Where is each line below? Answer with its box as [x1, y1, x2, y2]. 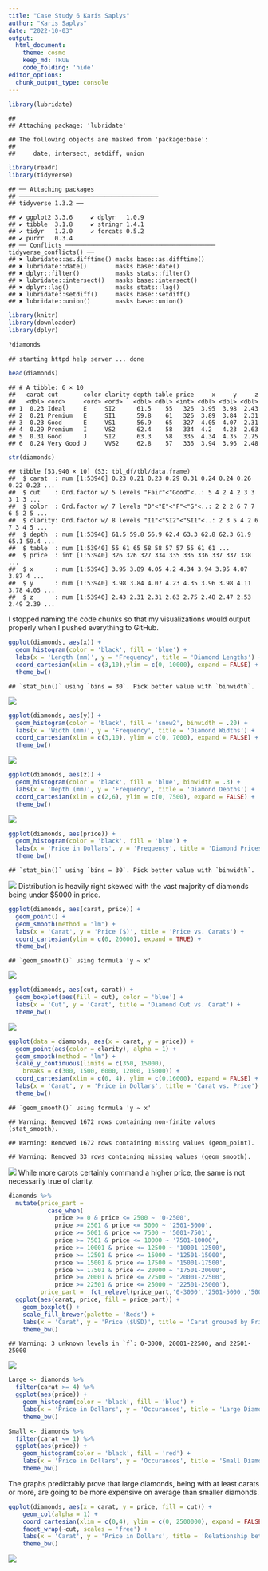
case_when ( [47, 1207, 84, 1215]
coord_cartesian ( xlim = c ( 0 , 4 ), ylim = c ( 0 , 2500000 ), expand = [22, 1517, 241, 1525]
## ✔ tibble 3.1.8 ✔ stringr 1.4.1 [8, 220, 145, 228]
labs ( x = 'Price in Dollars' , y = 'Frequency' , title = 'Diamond [15, 844, 238, 853]
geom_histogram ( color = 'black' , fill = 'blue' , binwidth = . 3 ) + [15, 778, 241, 786]
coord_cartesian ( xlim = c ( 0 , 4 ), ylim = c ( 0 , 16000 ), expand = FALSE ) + [15, 1075, 259, 1083]
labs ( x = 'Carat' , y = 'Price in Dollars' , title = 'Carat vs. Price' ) [15, 1082, 259, 1090]
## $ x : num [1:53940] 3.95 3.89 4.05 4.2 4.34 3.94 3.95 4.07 [8, 565, 248, 573]
